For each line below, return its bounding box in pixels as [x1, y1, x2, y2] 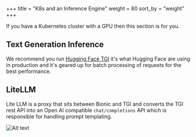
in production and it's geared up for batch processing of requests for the [6, 61, 182, 68]
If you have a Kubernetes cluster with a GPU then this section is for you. [6, 23, 180, 29]
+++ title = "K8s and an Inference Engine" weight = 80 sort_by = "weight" [6, 5, 185, 12]
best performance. [6, 68, 52, 75]
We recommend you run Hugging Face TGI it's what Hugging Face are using [6, 55, 191, 62]
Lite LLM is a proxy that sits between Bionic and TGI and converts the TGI [6, 100, 184, 108]
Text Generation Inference [6, 39, 104, 49]
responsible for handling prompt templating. [6, 113, 113, 120]
